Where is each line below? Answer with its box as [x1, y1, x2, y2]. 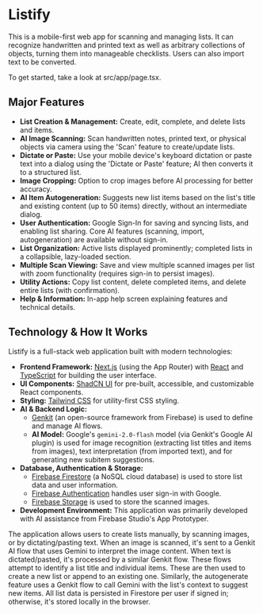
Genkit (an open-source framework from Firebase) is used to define [31, 412, 253, 422]
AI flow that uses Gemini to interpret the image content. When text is [8, 546, 231, 555]
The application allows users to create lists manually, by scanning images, [8, 529, 250, 539]
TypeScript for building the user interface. [19, 370, 157, 380]
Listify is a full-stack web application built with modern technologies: [8, 346, 233, 356]
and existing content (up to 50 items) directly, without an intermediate [19, 201, 247, 210]
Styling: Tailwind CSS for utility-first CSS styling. [19, 396, 180, 405]
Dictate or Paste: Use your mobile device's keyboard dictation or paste [19, 150, 252, 160]
